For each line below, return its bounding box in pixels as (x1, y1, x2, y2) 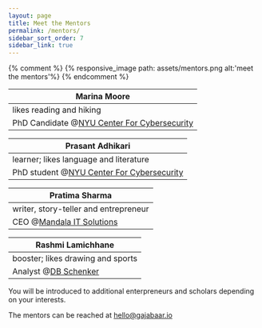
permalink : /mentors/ (8, 26, 81, 34)
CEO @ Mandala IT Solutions (12, 217, 118, 228)
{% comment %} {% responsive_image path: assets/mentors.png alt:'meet (8, 63, 254, 73)
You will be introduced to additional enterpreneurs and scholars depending (8, 286, 255, 296)
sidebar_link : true (8, 42, 73, 50)
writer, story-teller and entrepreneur (12, 203, 149, 214)
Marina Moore (75, 91, 130, 102)
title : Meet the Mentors (8, 19, 91, 27)
